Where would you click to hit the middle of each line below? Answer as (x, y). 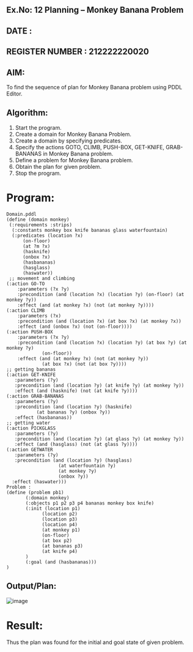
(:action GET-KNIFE (31, 375)
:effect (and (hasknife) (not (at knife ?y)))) (76, 391)
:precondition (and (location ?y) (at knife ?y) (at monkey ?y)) (99, 385)
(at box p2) (57, 541)
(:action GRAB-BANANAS (35, 396)
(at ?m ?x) (36, 246)
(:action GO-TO (26, 284)
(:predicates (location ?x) (48, 235)
